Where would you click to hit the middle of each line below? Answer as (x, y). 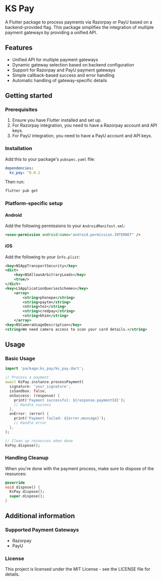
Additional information (40, 516)
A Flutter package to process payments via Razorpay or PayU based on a (79, 22)
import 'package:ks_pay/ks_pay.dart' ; (44, 369)
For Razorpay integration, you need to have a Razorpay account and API (85, 126)
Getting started (29, 96)
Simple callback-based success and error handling (63, 75)
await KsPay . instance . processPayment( (44, 382)
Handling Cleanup (27, 458)
